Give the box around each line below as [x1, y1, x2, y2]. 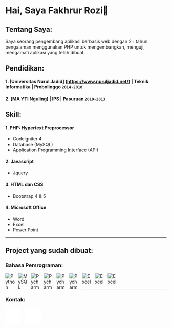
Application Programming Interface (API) [12, 147, 99, 153]
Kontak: [5, 296, 26, 303]
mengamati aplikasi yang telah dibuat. [5, 50, 85, 55]
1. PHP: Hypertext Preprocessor [5, 125, 74, 131]
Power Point [12, 227, 38, 233]
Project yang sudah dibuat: [5, 246, 94, 255]
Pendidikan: [5, 64, 45, 73]
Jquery [12, 170, 28, 176]
